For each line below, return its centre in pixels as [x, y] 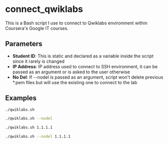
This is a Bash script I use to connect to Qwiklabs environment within [76, 23]
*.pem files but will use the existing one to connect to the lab [75, 82]
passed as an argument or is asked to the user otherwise [71, 72]
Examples [21, 98]
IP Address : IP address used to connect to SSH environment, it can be [85, 66]
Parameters [24, 44]
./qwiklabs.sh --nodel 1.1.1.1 [38, 137]
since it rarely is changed [38, 61]
